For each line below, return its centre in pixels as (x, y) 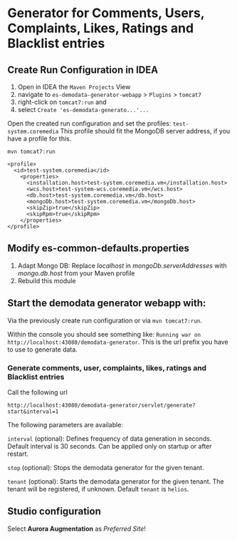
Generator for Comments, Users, (106, 13)
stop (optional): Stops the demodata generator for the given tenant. (106, 467)
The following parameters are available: (65, 424)
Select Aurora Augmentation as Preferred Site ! (77, 529)
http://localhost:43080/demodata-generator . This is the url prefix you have (118, 342)
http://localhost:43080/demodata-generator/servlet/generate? (101, 405)
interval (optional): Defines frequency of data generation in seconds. (110, 438)
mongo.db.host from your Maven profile (76, 273)
